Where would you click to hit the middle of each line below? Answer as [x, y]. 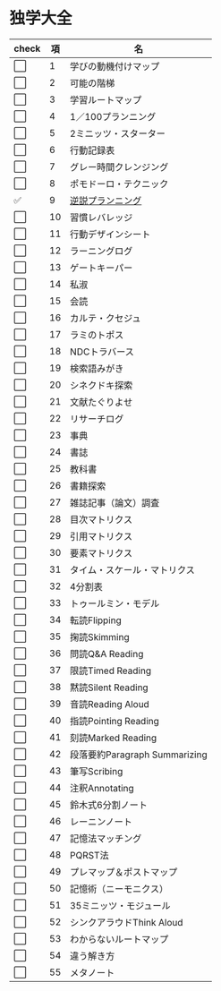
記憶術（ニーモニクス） [119, 889]
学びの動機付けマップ [115, 66]
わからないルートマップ [119, 939]
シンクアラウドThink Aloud [127, 922]
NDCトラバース [102, 352]
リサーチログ [97, 419]
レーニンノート [101, 822]
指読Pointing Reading [115, 721]
